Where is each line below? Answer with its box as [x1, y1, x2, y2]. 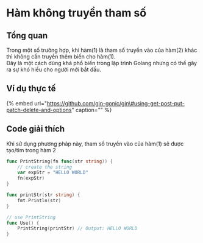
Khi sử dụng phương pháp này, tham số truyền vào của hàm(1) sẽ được [6, 140, 184, 147]
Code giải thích [6, 124, 65, 134]
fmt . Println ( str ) [17, 197, 62, 203]
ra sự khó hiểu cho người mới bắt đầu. [6, 66, 102, 73]
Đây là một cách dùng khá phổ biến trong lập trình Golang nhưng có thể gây [6, 60, 197, 66]
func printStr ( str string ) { [6, 192, 80, 198]
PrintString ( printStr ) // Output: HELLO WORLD [17, 225, 138, 231]
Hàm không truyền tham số [6, 6, 147, 20]
